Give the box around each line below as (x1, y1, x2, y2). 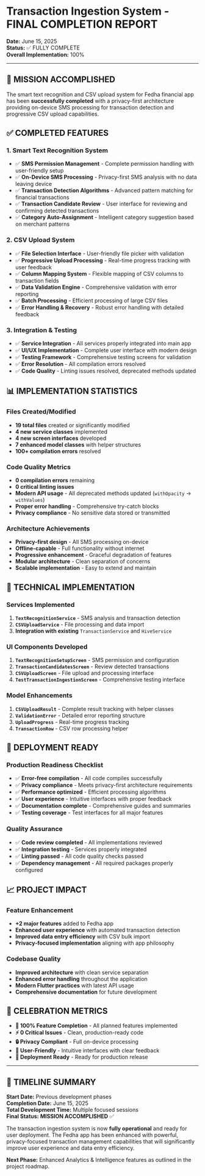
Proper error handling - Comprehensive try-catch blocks (15, 503, 159, 510)
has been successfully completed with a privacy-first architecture (6, 97, 174, 105)
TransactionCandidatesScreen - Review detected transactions (15, 663, 170, 671)
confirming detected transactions (15, 207, 99, 215)
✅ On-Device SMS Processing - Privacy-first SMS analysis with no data (15, 173, 197, 181)
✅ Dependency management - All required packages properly (15, 859, 174, 866)
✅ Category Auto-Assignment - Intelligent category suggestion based (15, 214, 194, 221)
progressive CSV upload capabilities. (6, 110, 99, 117)
